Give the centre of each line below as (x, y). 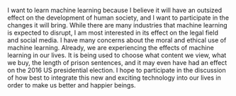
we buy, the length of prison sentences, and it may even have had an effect (117, 62)
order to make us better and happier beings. (72, 85)
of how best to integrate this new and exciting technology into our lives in (114, 78)
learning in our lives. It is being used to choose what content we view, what (117, 55)
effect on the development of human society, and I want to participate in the (118, 18)
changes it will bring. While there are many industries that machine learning (117, 25)
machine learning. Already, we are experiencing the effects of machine (111, 48)
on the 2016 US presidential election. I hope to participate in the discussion (117, 70)
